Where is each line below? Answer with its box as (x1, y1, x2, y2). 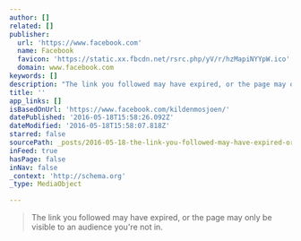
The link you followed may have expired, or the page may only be (30, 212, 272, 223)
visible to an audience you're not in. (30, 221, 163, 233)
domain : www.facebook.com (17, 64, 115, 73)
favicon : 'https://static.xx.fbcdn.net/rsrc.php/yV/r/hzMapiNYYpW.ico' (17, 55, 291, 64)
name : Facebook (17, 47, 74, 56)
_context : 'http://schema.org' (9, 171, 126, 180)
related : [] (9, 22, 54, 30)
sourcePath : (9, 138, 54, 147)
